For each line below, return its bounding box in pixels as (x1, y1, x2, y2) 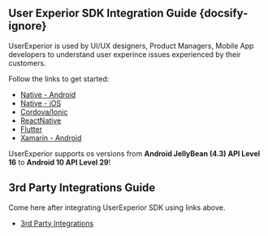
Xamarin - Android (19, 133, 82, 142)
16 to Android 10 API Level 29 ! (8, 157, 111, 167)
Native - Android (19, 90, 76, 99)
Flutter (19, 124, 43, 133)
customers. (8, 58, 46, 68)
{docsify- (198, 7, 249, 20)
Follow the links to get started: (8, 73, 110, 84)
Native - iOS (19, 98, 62, 108)
